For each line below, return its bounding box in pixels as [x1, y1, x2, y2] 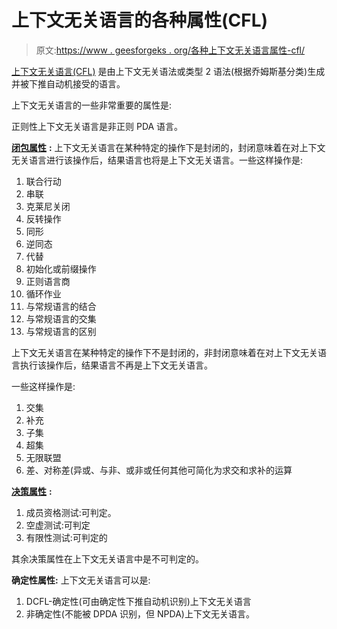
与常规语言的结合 [25, 300, 97, 312]
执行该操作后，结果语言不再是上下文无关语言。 [19, 359, 213, 371]
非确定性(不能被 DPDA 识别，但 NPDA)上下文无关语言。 [25, 607, 255, 620]
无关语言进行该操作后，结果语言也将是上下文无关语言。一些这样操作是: [11, 154, 304, 166]
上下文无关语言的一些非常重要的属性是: [11, 99, 173, 111]
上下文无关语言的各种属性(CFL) [11, 9, 269, 32]
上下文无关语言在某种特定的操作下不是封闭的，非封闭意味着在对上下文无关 [11, 346, 318, 358]
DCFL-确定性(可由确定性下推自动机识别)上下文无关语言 [25, 595, 252, 607]
